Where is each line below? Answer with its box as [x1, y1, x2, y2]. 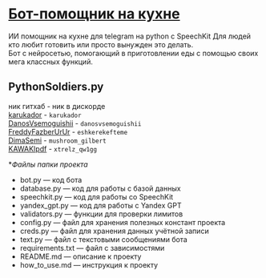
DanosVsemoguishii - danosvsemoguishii [8, 118, 142, 128]
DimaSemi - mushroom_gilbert [8, 135, 107, 145]
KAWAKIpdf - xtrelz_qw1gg [8, 143, 98, 153]
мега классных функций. [8, 57, 94, 66]
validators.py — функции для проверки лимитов [19, 209, 183, 219]
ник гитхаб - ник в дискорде [8, 101, 106, 111]
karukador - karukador [8, 110, 82, 119]
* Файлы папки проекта [8, 159, 88, 169]
